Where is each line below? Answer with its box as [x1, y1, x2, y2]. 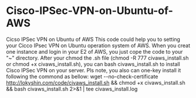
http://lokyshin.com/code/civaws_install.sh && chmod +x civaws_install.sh [6, 79, 186, 86]
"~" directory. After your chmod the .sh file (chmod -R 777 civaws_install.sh [6, 54, 189, 61]
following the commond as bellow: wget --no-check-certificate [6, 73, 158, 80]
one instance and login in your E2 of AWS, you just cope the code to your [6, 48, 183, 55]
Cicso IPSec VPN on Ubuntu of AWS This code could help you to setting [6, 36, 181, 43]
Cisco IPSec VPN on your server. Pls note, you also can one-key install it [6, 66, 181, 73]
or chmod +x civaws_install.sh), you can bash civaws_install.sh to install [6, 60, 180, 68]
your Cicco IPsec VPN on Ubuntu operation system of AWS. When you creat [6, 42, 191, 49]
